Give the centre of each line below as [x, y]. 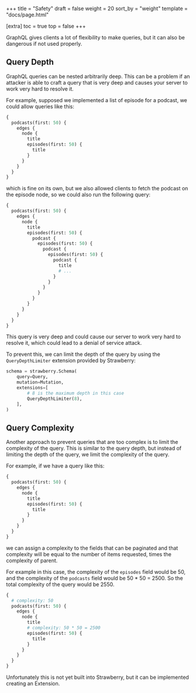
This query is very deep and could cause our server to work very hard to [94, 337]
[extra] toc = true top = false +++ [46, 26]
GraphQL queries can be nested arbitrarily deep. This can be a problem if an [98, 76]
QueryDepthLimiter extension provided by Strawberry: [71, 361]
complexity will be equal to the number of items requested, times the [89, 554]
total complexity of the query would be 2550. [60, 584]
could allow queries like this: [40, 106]
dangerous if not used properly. [44, 44]
